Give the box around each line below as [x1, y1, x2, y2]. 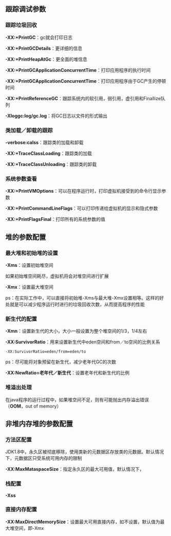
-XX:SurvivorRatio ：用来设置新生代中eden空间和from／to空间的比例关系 [5, 339, 160, 345]
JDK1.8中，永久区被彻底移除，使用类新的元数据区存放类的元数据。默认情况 [5, 449, 164, 455]
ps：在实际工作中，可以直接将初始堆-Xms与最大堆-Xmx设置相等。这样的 [5, 294, 160, 301]
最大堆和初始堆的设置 [5, 249, 58, 256]
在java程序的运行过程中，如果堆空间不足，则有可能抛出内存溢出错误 [5, 396, 149, 402]
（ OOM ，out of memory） [5, 403, 62, 409]
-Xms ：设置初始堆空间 [5, 262, 53, 268]
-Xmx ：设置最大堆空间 [5, 284, 54, 290]
